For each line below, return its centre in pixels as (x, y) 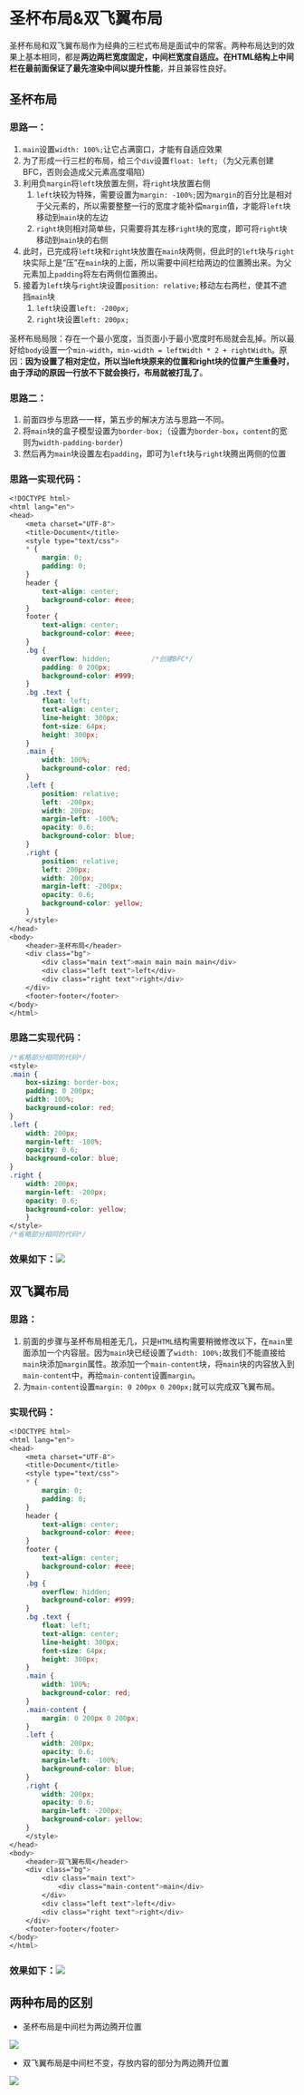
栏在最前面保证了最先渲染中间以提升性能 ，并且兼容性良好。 (120, 68)
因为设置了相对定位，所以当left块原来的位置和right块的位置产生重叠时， (160, 361)
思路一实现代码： (47, 479)
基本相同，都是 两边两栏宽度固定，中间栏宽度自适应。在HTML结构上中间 (159, 56)
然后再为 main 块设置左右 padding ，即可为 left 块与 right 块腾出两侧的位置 (154, 453)
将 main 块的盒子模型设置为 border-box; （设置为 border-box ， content (147, 431)
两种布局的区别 (51, 2003)
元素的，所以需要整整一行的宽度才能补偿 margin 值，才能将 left (167, 206)
